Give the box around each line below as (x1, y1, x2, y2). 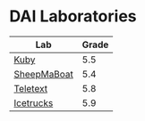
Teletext (13, 82, 47, 94)
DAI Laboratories (9, 6, 137, 27)
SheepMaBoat (13, 68, 74, 80)
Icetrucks (13, 96, 54, 109)
